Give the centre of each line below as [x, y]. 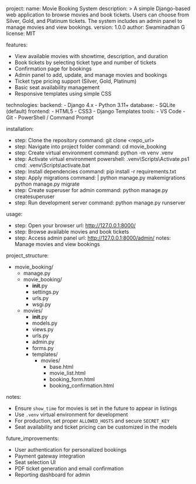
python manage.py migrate [47, 184]
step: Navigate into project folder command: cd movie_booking [90, 147]
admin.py [43, 342]
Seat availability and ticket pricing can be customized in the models [96, 427]
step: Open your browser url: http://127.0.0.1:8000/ [75, 225]
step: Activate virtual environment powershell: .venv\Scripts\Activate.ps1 [102, 159]
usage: [14, 214]
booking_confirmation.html [82, 385]
